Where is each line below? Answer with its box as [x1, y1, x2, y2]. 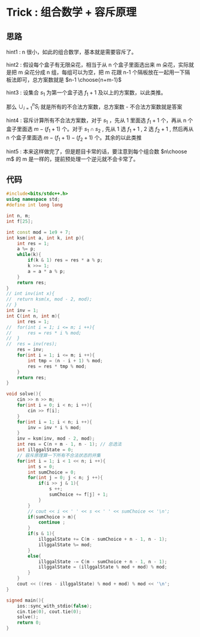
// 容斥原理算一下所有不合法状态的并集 [17, 452, 101, 459]
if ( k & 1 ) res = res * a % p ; [28, 257, 103, 263]
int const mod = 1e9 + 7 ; [6, 229, 71, 235]
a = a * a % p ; [28, 268, 66, 274]
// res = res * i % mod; [6, 330, 82, 336]
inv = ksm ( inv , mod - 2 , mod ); [17, 436, 95, 442]
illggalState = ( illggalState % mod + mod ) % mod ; [38, 564, 168, 570]
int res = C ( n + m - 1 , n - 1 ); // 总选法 [17, 441, 122, 448]
